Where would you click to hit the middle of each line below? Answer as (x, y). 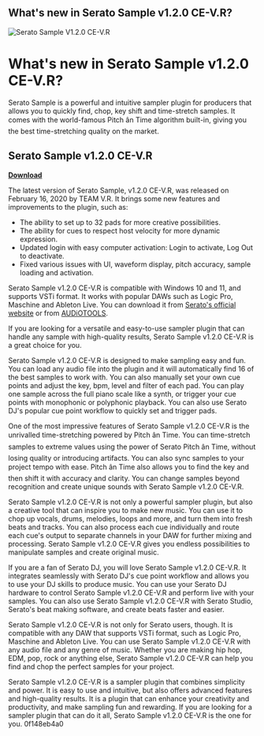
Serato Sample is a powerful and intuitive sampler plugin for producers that (130, 103)
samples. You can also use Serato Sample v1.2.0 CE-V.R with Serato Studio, (131, 601)
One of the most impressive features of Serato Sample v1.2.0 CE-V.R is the (129, 426)
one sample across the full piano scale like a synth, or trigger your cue (122, 394)
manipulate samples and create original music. (84, 552)
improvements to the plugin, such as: (68, 207)
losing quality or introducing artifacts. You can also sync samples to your (126, 458)
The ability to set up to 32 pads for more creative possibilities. (120, 222)
